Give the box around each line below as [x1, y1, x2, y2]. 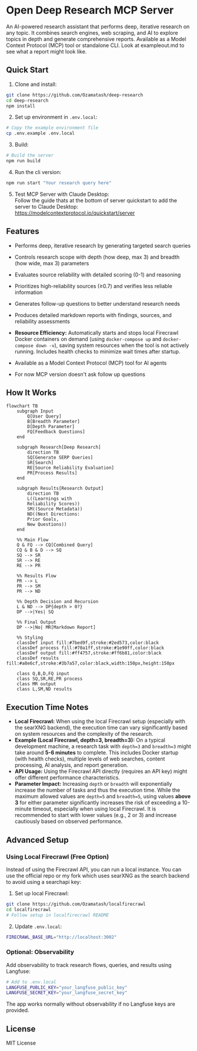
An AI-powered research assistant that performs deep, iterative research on [6, 23, 190, 30]
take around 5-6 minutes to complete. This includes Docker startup [14, 749, 179, 756]
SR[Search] [27, 460, 54, 466]
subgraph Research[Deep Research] [16, 445, 101, 451]
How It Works [6, 388, 57, 398]
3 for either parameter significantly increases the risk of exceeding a [14, 799, 181, 806]
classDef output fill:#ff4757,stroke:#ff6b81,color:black [16, 650, 162, 656]
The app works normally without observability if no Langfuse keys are [6, 1000, 175, 1007]
